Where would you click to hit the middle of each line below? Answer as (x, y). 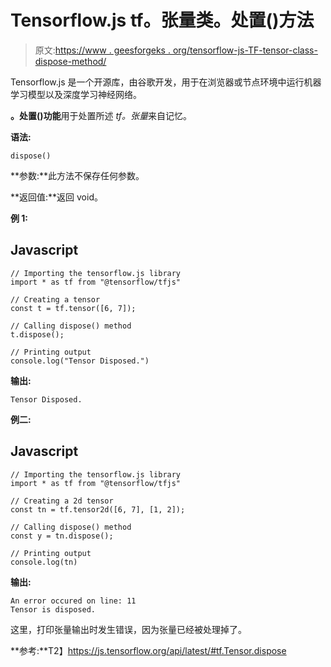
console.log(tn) (44, 562)
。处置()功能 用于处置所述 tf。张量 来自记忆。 (101, 115)
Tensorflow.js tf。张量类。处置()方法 (162, 20)
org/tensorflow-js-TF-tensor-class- (245, 50)
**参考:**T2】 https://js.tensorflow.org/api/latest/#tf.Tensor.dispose (148, 650)
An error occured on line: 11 (73, 601)
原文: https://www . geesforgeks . (102, 50)
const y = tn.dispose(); (62, 536)
